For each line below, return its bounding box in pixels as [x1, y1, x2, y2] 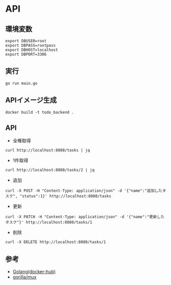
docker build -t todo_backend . [5, 110, 74, 115]
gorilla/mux [12, 274, 37, 280]
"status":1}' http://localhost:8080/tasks [19, 194, 111, 199]
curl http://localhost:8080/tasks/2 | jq [5, 168, 95, 173]
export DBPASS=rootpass [5, 43, 56, 48]
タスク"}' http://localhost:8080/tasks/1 [5, 220, 92, 225]
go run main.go [5, 81, 38, 86]
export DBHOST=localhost [5, 47, 58, 53]
